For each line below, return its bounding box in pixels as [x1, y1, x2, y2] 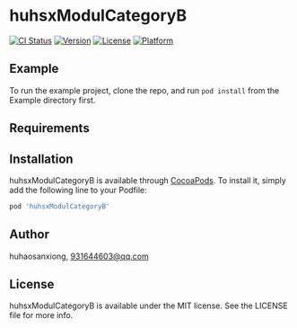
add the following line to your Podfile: [9, 184, 148, 195]
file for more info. [9, 310, 74, 321]
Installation [9, 151, 74, 166]
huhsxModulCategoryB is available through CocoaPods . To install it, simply [9, 174, 287, 185]
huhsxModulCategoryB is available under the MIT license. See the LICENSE [9, 300, 289, 311]
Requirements [9, 120, 90, 136]
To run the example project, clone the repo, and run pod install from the [9, 84, 280, 95]
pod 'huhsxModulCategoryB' [9, 201, 110, 211]
